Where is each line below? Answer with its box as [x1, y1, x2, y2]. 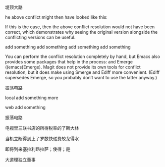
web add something [5, 105, 46, 110]
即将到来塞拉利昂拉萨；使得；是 [5, 146, 70, 152]
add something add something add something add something [5, 44, 131, 50]
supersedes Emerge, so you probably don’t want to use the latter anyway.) [5, 75, 158, 80]
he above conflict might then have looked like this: [5, 14, 108, 20]
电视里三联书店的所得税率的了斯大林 [5, 125, 79, 131]
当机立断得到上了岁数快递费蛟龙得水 [5, 136, 79, 141]
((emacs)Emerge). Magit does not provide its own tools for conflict [5, 64, 141, 70]
